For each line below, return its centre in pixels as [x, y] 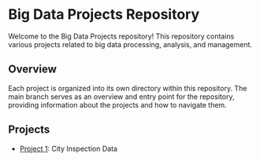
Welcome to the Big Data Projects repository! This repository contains [121, 36]
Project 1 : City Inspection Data [69, 148]
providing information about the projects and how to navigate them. [117, 104]
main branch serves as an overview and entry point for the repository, [121, 97]
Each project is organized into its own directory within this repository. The [128, 88]
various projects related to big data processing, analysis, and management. [130, 44]
